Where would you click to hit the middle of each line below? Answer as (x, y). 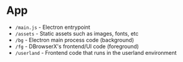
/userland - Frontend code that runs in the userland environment (96, 52)
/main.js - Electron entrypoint (53, 27)
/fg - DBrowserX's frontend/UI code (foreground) (77, 46)
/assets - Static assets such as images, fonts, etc (77, 33)
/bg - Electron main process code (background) (75, 40)
